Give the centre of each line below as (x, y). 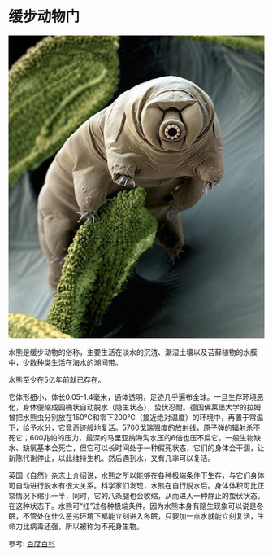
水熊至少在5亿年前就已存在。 (57, 380)
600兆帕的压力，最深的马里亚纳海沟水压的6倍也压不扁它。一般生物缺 (145, 438)
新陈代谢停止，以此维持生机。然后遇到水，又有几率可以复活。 (112, 458)
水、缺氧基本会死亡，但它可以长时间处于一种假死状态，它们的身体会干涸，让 (136, 448)
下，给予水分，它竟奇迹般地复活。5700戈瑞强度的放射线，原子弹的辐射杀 (131, 427)
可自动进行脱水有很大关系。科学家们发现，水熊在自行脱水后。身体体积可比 (133, 486)
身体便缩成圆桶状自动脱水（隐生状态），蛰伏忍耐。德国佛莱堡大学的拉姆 (142, 407)
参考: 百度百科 (32, 544)
